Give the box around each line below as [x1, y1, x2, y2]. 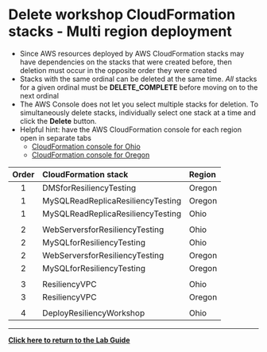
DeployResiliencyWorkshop [42, 308, 145, 319]
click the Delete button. [19, 116, 97, 126]
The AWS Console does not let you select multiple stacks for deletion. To [19, 99, 259, 109]
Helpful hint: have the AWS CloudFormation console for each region [19, 125, 242, 134]
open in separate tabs [19, 133, 92, 142]
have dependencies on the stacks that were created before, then [19, 57, 232, 67]
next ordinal [19, 91, 60, 100]
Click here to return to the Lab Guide [8, 335, 130, 345]
